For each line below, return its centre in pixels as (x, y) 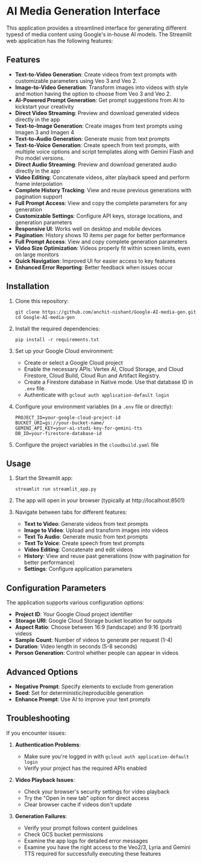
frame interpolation (39, 183)
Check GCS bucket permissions (64, 834)
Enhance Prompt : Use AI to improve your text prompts (83, 699)
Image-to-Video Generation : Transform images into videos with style (101, 87)
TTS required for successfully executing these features (93, 853)
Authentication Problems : (48, 744)
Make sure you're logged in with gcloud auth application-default (106, 756)
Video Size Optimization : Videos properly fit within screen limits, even (103, 248)
